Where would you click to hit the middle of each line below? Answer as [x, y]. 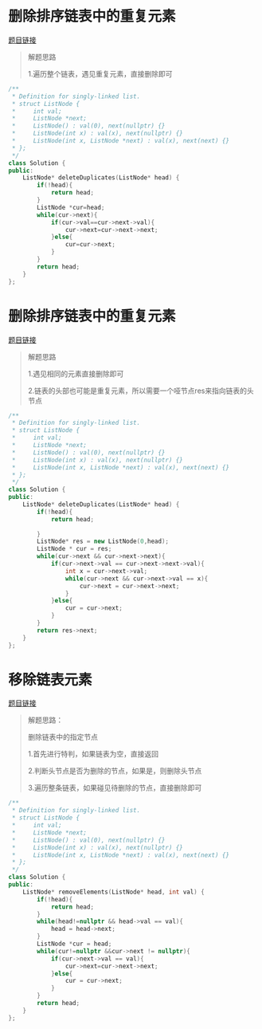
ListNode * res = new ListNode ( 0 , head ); [103, 542]
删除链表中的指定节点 [63, 737]
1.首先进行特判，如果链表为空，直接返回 [93, 754]
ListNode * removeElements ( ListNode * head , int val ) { [113, 892]
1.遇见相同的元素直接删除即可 [76, 373]
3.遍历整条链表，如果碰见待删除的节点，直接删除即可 [115, 788]
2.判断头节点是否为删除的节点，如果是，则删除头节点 [115, 771]
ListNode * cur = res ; [74, 549]
